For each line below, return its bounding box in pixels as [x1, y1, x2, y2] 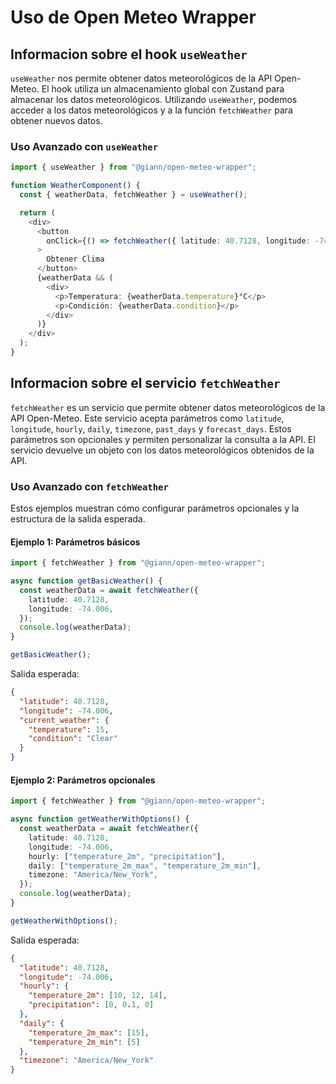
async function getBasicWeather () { [10, 576, 163, 586]
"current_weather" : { [19, 715, 110, 725]
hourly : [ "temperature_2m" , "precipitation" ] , [28, 851, 226, 861]
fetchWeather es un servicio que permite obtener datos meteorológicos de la [10, 401, 326, 413]
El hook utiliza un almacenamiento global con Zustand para [41, 83, 285, 95]
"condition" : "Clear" [28, 734, 118, 744]
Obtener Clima [46, 254, 105, 265]
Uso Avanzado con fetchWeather [10, 479, 169, 493]
